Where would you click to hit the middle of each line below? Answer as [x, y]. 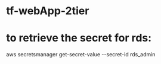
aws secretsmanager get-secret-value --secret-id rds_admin [81, 55]
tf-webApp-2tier [48, 11]
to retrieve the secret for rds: [79, 38]
